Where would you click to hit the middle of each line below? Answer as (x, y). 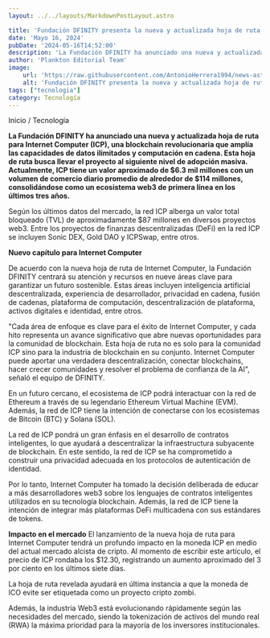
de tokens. (26, 519)
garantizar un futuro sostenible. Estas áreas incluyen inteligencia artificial (129, 286)
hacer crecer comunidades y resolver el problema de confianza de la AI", (129, 369)
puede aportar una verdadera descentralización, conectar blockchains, (126, 361)
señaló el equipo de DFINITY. (57, 378)
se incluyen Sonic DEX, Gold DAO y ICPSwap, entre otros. (104, 237)
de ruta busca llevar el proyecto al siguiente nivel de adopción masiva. (128, 162)
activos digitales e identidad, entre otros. (76, 311)
